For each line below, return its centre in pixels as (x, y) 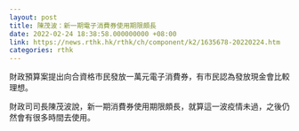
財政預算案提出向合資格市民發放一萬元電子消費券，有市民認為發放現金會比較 (149, 77)
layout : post (33, 17)
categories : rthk (41, 50)
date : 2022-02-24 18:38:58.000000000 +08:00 (93, 34)
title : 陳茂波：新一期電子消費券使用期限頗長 (83, 26)
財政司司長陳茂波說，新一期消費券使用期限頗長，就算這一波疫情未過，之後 (145, 106)
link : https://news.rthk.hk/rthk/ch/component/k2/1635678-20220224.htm (145, 42)
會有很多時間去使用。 (56, 118)
